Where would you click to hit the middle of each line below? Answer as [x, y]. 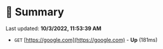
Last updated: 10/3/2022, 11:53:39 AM [54, 28]
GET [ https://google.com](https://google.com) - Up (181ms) [86, 40]
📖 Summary [35, 12]
